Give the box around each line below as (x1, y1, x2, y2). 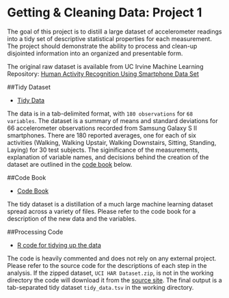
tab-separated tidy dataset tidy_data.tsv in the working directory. (7, 283, 194, 291)
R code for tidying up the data (16, 241, 101, 249)
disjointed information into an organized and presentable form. (7, 49, 183, 57)
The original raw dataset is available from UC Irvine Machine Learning (7, 62, 204, 70)
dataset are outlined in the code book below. (7, 160, 133, 168)
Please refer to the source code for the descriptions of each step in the (7, 261, 207, 269)
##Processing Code (7, 228, 64, 236)
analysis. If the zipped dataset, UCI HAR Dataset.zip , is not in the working (7, 269, 214, 277)
